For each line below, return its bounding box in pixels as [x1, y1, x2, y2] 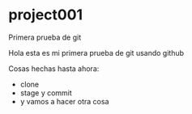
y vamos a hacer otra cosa [19, 96, 109, 106]
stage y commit [19, 87, 73, 98]
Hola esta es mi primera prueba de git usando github [8, 48, 185, 57]
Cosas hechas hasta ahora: [8, 63, 100, 74]
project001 [8, 6, 83, 24]
